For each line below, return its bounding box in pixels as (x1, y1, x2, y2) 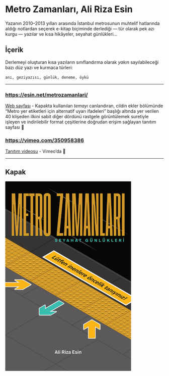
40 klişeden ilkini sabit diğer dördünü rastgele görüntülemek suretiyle (5, 114, 149, 120)
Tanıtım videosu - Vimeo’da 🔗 (5, 148, 66, 155)
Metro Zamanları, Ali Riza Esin (5, 4, 133, 15)
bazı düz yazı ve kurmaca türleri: (5, 64, 73, 70)
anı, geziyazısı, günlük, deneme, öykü (5, 75, 89, 80)
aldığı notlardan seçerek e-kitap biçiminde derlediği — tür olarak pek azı (5, 25, 154, 31)
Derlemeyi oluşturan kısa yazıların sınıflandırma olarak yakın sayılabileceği (5, 59, 159, 65)
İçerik (5, 45, 24, 54)
